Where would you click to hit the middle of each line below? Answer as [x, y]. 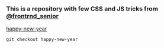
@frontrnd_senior [33, 16]
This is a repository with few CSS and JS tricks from [82, 9]
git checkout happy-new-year [42, 40]
